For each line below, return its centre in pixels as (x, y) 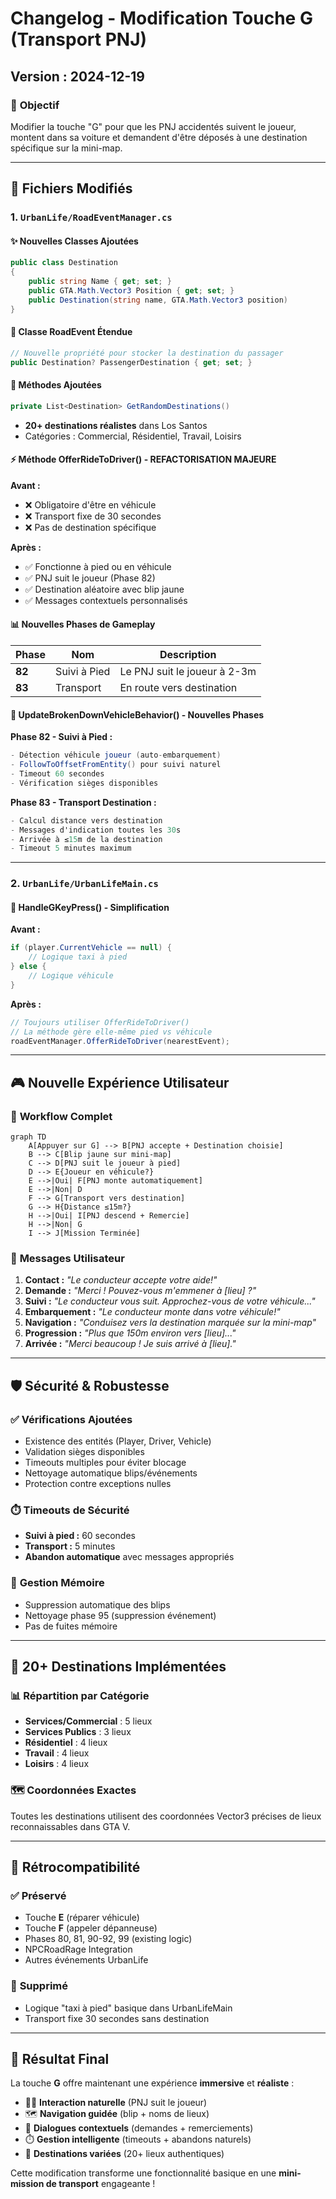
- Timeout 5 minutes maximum (71, 848)
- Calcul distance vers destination (86, 820)
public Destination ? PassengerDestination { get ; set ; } (131, 362)
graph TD (28, 1137)
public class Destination (64, 263)
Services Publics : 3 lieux (78, 1732)
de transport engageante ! (100, 2184)
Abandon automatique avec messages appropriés (129, 1557)
